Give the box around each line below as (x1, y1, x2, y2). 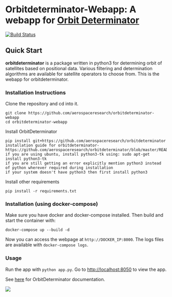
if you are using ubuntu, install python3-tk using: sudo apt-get (5, 152, 150, 157)
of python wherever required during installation (5, 165, 114, 171)
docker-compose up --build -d (5, 227, 70, 232)
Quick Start (5, 46, 42, 55)
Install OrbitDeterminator (5, 129, 57, 135)
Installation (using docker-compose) (5, 200, 98, 207)
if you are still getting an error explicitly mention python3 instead (5, 161, 161, 166)
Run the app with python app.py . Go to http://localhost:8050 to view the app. (5, 266, 167, 272)
